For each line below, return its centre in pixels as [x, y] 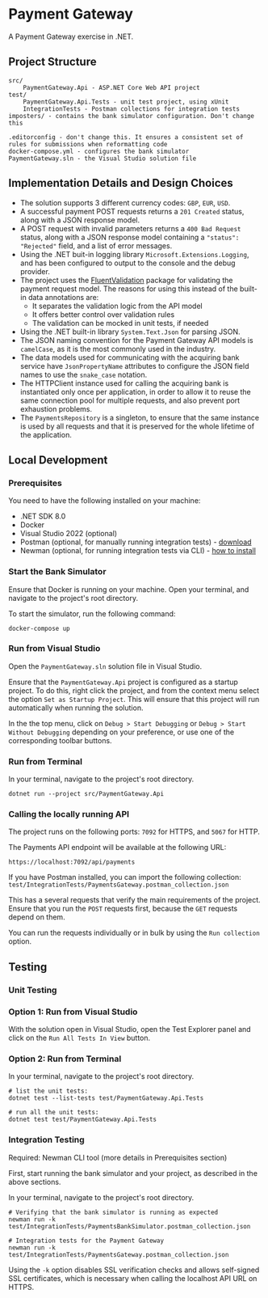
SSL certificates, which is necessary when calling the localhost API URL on [133, 1278]
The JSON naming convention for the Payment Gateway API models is [136, 340]
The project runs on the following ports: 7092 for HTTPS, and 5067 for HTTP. [134, 832]
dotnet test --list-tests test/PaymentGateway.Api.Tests [106, 1098]
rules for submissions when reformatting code [88, 144]
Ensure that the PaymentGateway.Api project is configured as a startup [123, 682]
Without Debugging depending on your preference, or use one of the [121, 732]
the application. [46, 434]
